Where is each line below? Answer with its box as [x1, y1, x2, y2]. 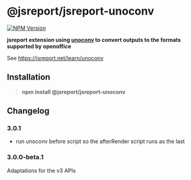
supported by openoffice [7, 43, 72, 50]
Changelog [7, 106, 50, 116]
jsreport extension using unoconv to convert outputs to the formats [7, 36, 181, 43]
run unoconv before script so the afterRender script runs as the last [15, 138, 185, 145]
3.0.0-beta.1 [7, 153, 44, 162]
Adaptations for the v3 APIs [7, 167, 76, 174]
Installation [7, 72, 50, 83]
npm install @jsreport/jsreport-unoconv [21, 88, 126, 95]
